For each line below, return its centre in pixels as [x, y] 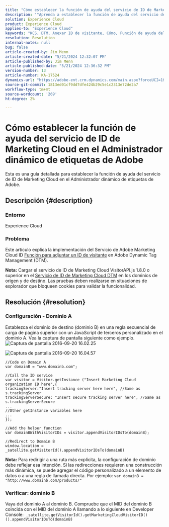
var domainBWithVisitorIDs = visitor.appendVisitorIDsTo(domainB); [77, 432]
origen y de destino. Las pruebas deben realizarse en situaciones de [76, 281]
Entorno [15, 215]
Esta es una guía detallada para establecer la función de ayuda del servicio [83, 174]
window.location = [24, 446]
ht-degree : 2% [20, 99]
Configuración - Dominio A [38, 316]
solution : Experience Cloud [35, 19]
